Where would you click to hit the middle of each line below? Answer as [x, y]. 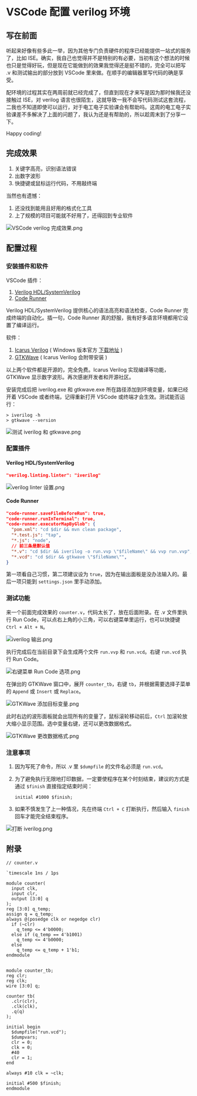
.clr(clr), [25, 1001]
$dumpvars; [25, 1037]
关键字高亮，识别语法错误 [45, 168]
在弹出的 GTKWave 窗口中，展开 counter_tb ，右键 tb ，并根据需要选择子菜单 [98, 684]
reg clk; [17, 981]
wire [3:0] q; [23, 986]
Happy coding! [24, 133]
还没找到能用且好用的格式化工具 [53, 208]
